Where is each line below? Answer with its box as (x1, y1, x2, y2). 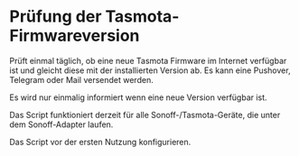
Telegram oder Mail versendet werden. (9, 74, 154, 85)
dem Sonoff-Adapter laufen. (9, 119, 114, 130)
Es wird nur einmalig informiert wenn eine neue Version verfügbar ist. (9, 92, 268, 103)
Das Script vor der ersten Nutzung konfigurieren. (9, 136, 192, 147)
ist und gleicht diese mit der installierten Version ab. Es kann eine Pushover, (9, 65, 291, 76)
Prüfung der (9, 6, 102, 27)
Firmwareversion (9, 25, 140, 46)
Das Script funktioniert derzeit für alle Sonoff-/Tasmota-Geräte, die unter (9, 109, 281, 120)
